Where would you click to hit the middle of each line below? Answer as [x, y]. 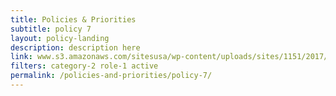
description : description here [75, 47]
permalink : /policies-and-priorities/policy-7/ [111, 76]
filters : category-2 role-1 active [84, 66]
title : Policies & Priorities [73, 19]
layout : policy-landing [60, 38]
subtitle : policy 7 [51, 29]
